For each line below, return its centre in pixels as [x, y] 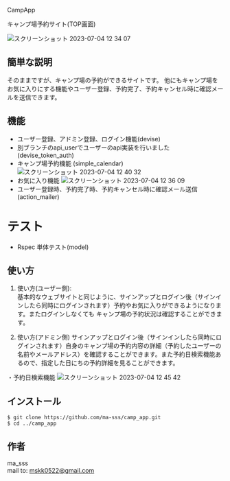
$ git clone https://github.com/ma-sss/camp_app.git [84, 418]
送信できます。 [40, 97]
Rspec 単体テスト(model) [53, 247]
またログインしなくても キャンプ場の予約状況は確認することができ [122, 314]
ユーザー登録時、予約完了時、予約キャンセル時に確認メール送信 [107, 189]
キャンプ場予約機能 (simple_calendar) [70, 163]
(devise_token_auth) [45, 155]
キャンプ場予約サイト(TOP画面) [51, 24]
